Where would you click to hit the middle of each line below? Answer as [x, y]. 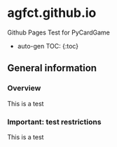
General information [52, 68]
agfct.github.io [52, 13]
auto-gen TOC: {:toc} [48, 46]
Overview [24, 88]
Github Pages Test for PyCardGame [58, 32]
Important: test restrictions [54, 122]
